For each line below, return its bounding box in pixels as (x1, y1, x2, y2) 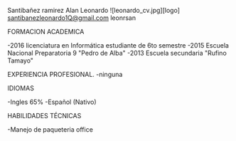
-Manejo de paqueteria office (7, 125, 94, 134)
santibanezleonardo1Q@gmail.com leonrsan (7, 14, 136, 22)
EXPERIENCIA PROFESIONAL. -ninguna (7, 70, 123, 78)
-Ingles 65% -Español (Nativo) (7, 98, 97, 106)
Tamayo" (7, 56, 34, 65)
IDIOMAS (7, 84, 34, 92)
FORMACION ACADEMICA (7, 28, 85, 36)
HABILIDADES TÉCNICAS (7, 112, 82, 120)
